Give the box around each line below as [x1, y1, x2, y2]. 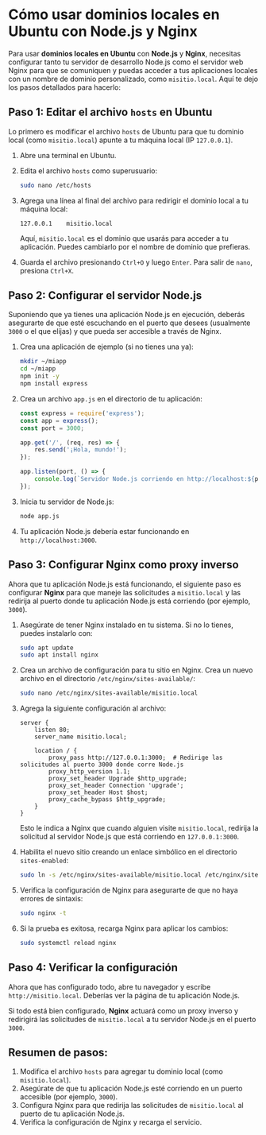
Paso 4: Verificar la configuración [8, 961, 179, 974]
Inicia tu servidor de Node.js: [19, 497, 114, 506]
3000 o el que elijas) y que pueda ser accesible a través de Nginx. [8, 327, 222, 336]
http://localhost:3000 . [19, 535, 98, 544]
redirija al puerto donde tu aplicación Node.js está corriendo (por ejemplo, [8, 596, 251, 606]
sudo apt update [19, 644, 74, 652]
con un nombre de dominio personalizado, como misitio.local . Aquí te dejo [8, 74, 259, 83]
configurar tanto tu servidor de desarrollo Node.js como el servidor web [8, 57, 244, 67]
